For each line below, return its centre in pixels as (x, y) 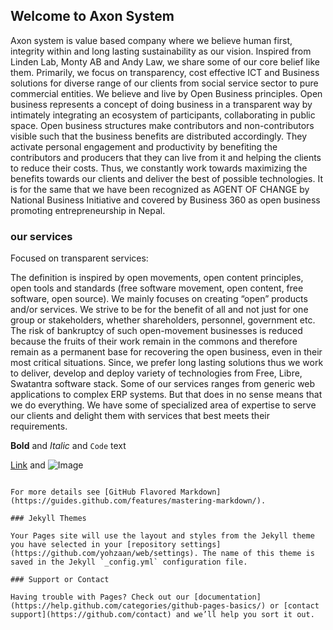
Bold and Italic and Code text (68, 446)
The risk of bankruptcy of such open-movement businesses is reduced (156, 331)
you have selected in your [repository (93, 545)
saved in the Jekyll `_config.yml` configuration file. (129, 562)
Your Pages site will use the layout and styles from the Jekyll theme (162, 536)
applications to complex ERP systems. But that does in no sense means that (166, 395)
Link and (28, 465)
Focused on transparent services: (79, 258)
